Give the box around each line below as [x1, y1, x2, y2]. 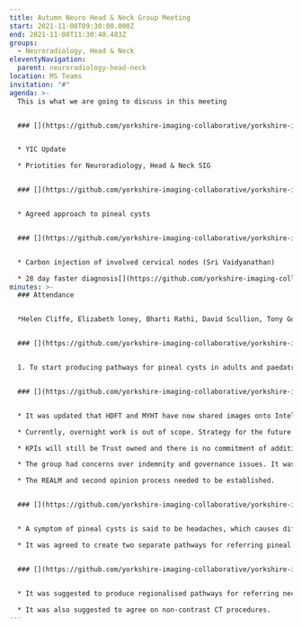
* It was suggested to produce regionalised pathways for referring [17, 588, 280, 598]
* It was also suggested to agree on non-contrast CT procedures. [17, 605, 271, 615]
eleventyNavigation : [9, 55, 87, 64]
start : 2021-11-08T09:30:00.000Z [9, 22, 135, 31]
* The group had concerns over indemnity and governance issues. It [17, 460, 280, 469]
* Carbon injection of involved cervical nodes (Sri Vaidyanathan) [17, 257, 276, 266]
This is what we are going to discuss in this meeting [17, 96, 227, 106]
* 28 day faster [17, 274, 78, 283]
